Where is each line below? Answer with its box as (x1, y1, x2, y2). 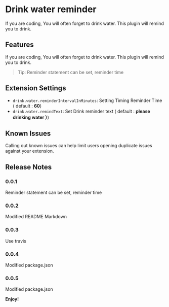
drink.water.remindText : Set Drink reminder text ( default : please (12, 108, 150, 114)
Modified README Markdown (5, 214, 67, 220)
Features (5, 41, 34, 49)
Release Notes (5, 162, 52, 171)
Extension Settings (5, 84, 66, 92)
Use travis (5, 237, 27, 244)
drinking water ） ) (12, 114, 50, 120)
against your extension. (5, 148, 54, 154)
